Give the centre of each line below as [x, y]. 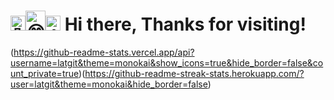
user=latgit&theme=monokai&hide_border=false [109, 84]
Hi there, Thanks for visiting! [185, 24]
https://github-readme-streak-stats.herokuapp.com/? [194, 73]
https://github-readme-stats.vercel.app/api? [104, 52]
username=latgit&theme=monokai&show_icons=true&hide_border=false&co [167, 62]
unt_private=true [45, 73]
